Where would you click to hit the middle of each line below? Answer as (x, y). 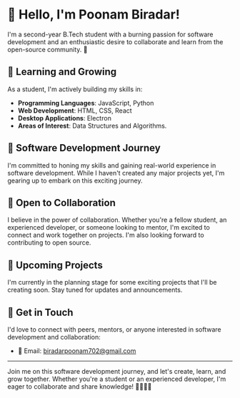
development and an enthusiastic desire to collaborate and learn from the (115, 41)
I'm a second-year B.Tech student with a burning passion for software (110, 34)
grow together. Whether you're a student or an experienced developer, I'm (117, 379)
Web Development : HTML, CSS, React (75, 111)
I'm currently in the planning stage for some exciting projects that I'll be (112, 282)
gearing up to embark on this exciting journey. (75, 180)
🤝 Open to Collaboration (61, 203)
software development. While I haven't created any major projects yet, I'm (116, 173)
